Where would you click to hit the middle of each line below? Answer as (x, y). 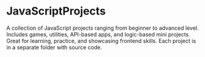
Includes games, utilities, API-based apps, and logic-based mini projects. (99, 34)
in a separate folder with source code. (54, 47)
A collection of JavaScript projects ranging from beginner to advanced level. (102, 28)
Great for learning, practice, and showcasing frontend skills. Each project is (101, 41)
